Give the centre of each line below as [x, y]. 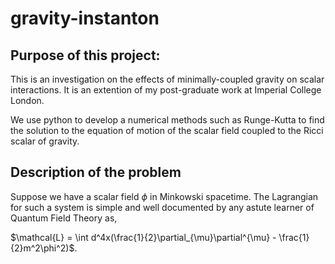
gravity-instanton [85, 18]
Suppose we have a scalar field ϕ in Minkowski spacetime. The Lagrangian [164, 196]
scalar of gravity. [45, 141]
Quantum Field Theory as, [64, 218]
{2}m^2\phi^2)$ [42, 248]
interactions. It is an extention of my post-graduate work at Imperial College [166, 90]
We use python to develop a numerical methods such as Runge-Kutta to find [167, 120]
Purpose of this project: [85, 55]
